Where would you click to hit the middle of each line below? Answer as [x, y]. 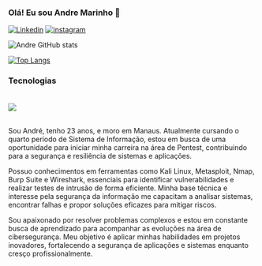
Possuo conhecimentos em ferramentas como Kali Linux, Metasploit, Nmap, [131, 171]
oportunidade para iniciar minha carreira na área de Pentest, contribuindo [127, 147]
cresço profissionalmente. [51, 253]
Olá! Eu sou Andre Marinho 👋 [64, 13]
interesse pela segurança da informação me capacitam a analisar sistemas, [131, 196]
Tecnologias [32, 81]
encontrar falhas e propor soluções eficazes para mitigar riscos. [112, 204]
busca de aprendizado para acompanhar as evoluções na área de [115, 228]
